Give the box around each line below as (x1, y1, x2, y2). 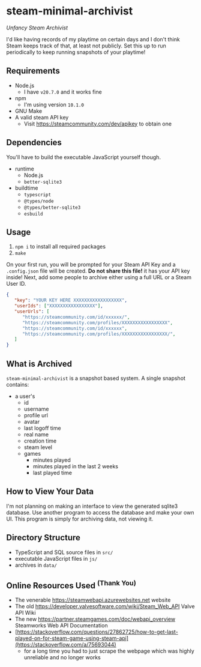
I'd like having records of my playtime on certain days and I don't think (6, 35, 180, 43)
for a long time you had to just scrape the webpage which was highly (23, 647, 195, 655)
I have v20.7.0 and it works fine (23, 88, 102, 95)
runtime (14, 165, 35, 172)
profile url (23, 411, 48, 418)
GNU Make (14, 107, 43, 115)
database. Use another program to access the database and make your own (6, 509, 194, 516)
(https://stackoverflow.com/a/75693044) (14, 641, 116, 648)
